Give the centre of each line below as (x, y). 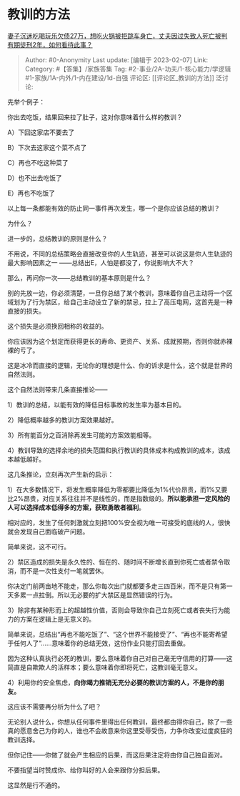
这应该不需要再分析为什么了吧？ (54, 706)
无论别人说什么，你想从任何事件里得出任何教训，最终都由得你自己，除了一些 (120, 722)
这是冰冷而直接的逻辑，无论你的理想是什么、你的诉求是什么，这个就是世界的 (120, 365)
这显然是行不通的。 (36, 785)
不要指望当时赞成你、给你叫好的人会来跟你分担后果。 (86, 770)
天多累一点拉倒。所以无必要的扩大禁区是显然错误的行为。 (92, 594)
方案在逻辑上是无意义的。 (57, 619)
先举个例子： (26, 101)
